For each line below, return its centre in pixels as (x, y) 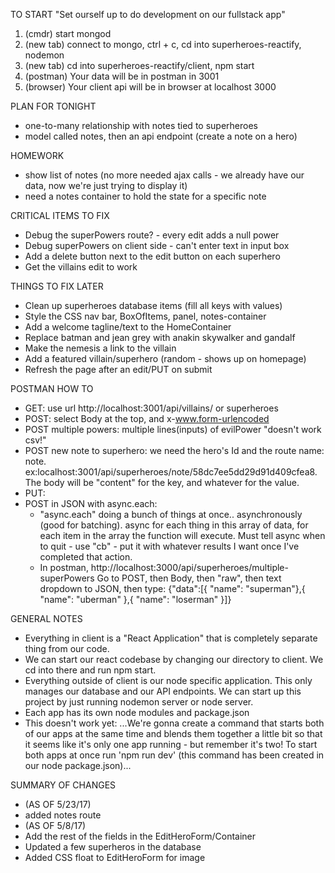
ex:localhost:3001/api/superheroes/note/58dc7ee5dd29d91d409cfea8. (171, 472)
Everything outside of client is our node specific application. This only (168, 680)
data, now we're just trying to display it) (106, 185)
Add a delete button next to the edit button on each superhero (152, 256)
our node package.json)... (78, 765)
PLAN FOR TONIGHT (53, 106)
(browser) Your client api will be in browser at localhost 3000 (150, 87)
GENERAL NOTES (46, 618)
